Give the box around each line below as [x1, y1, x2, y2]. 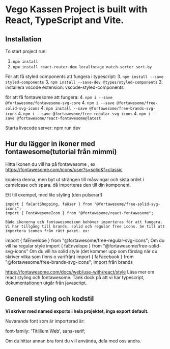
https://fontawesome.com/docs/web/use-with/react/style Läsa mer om [5, 269, 154, 275]
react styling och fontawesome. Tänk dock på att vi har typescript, [5, 274, 145, 280]
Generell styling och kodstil [5, 294, 94, 303]
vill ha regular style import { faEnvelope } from [5, 242, 102, 248]
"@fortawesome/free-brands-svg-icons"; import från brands [5, 259, 133, 265]
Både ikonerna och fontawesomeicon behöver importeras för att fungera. [5, 219, 163, 225]
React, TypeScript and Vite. [5, 14, 124, 26]
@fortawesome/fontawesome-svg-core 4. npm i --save [5, 99, 115, 106]
